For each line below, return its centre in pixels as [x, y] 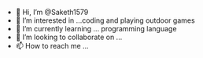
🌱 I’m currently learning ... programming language [96, 29]
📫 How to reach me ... [52, 46]
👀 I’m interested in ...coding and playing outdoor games [105, 20]
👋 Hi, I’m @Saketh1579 [52, 12]
